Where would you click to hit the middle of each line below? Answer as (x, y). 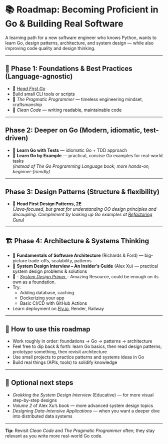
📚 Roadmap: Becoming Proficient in (82, 10)
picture (20, 261)
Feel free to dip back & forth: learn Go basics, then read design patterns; (87, 346)
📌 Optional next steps (39, 383)
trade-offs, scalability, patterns (60, 261)
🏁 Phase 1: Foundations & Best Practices (69, 69)
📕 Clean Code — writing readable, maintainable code (67, 110)
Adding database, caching (47, 293)
